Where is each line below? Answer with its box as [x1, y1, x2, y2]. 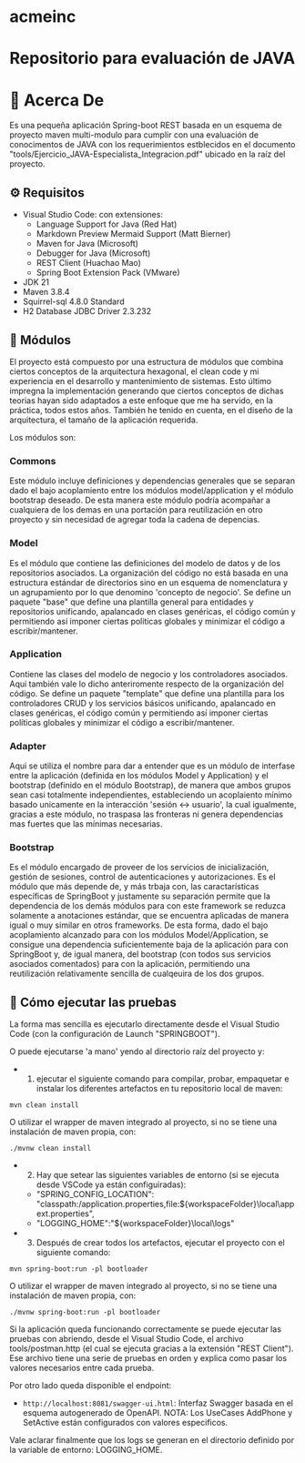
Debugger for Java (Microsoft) [36, 248, 151, 259]
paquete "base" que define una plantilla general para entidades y [9, 596, 254, 607]
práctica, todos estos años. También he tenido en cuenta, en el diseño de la [9, 404, 293, 415]
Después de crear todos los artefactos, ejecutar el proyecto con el [36, 1237, 285, 1248]
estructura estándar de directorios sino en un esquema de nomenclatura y [9, 576, 289, 588]
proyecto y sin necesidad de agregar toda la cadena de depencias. [9, 514, 260, 525]
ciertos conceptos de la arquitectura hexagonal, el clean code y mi [9, 366, 259, 377]
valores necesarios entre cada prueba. [9, 1363, 155, 1374]
